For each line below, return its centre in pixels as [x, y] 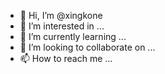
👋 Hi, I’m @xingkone [61, 15]
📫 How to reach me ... [66, 58]
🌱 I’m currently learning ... [73, 36]
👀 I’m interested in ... [62, 26]
